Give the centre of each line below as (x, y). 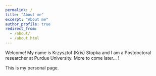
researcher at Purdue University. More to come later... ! (62, 58)
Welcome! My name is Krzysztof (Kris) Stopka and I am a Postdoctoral (78, 52)
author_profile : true (28, 24)
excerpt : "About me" (27, 19)
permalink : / (19, 10)
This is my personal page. (32, 68)
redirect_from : (21, 29)
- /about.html (24, 39)
